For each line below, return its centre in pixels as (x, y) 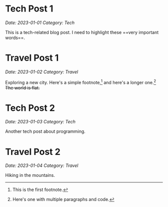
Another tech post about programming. (45, 131)
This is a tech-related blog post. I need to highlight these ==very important (82, 32)
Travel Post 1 (32, 58)
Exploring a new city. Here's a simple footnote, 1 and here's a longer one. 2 (81, 82)
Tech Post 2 (30, 108)
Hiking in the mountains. (30, 175)
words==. (15, 38)
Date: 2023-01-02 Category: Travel (42, 72)
